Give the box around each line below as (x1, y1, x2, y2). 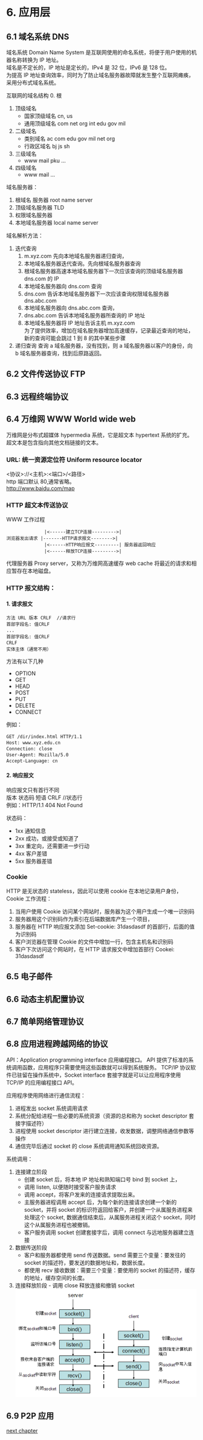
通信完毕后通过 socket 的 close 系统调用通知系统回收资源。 (14, 1142, 163, 1149)
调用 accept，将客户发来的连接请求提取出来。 (24, 1191, 138, 1198)
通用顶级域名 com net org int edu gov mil (24, 120, 126, 127)
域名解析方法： (6, 232, 43, 239)
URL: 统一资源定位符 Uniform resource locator (6, 455, 143, 464)
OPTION (14, 670, 36, 677)
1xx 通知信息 (14, 827, 47, 834)
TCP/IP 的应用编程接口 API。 (6, 1078, 77, 1086)
